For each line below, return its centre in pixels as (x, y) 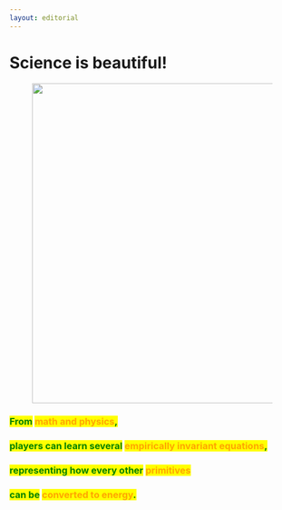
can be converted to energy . (73, 495)
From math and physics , (63, 422)
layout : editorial (44, 18)
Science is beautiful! (88, 62)
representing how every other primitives (100, 471)
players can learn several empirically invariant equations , (138, 446)
